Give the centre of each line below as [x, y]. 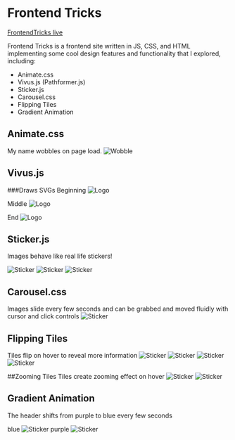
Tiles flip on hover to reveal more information [72, 355]
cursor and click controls [43, 316]
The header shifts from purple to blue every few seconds [90, 415]
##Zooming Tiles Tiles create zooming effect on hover [86, 376]
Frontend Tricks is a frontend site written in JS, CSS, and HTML [99, 46]
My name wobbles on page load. [55, 151]
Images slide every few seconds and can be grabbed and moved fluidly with [118, 309]
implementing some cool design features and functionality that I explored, [114, 53]
